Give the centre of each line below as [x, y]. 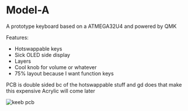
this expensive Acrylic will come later [51, 91]
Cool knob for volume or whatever [55, 67]
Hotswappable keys [38, 49]
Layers [22, 61]
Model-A [28, 10]
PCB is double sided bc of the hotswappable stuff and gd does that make [94, 84]
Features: [18, 37]
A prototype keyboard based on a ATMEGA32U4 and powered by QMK [91, 26]
